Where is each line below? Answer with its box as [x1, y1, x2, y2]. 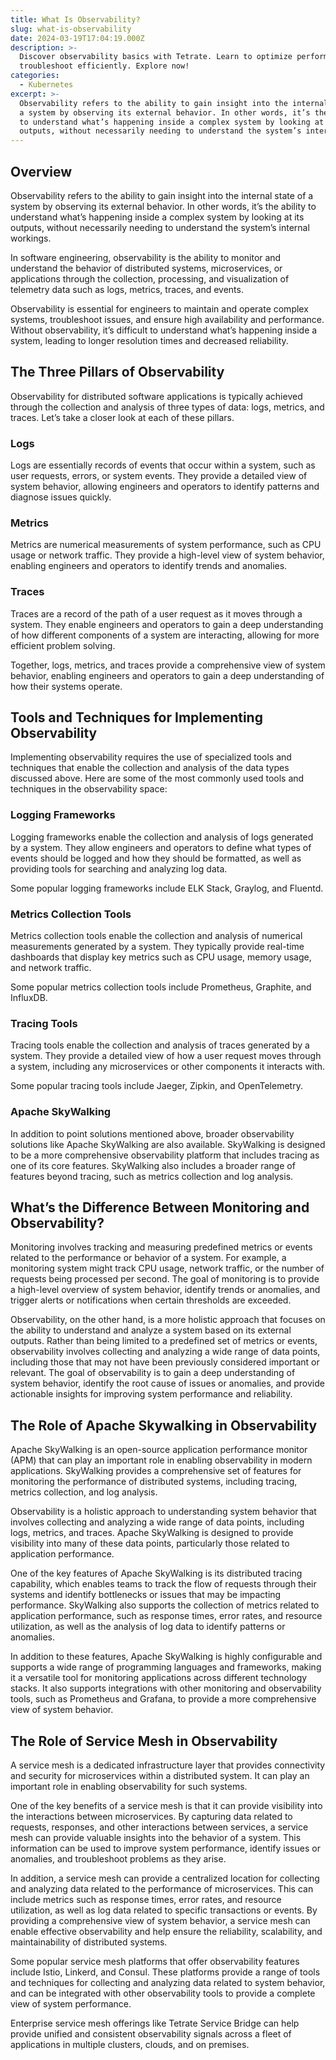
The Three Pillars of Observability [10, 364, 225, 381]
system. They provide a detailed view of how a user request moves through [10, 1050, 322, 1062]
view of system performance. [10, 1998, 132, 2010]
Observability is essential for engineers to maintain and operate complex [10, 302, 309, 315]
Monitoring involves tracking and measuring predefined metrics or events [10, 1241, 313, 1253]
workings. [10, 232, 52, 244]
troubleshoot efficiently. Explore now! [19, 61, 190, 71]
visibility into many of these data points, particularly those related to [10, 1537, 290, 1550]
